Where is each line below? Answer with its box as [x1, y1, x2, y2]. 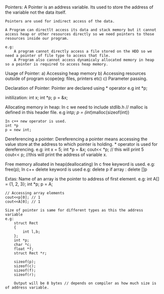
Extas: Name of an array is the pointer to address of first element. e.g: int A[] [5, 176, 160, 182]
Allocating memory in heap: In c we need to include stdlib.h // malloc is [5, 104, 148, 110]
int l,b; [23, 229, 41, 234]
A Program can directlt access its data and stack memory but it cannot [5, 27, 157, 32]
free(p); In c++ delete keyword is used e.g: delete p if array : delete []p [5, 166, 148, 172]
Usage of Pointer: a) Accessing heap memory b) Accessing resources [5, 71, 146, 76]
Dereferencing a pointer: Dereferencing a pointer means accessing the [5, 136, 148, 142]
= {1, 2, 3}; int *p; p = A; [5, 181, 53, 187]
